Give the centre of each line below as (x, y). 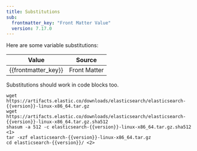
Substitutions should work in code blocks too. (63, 85)
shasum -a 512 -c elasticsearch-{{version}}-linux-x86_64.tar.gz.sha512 (99, 127)
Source (86, 60)
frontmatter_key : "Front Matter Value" (61, 23)
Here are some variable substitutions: (52, 45)
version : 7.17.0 (32, 28)
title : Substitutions (33, 12)
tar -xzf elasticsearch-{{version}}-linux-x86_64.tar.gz (79, 138)
